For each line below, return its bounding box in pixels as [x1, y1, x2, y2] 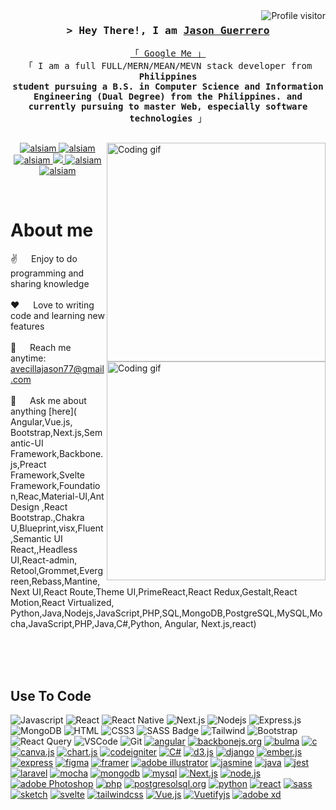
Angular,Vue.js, [10, 416, 73, 428]
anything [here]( [10, 405, 77, 418]
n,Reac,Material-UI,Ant [10, 490, 105, 503]
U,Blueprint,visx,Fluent [10, 522, 104, 534]
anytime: [10, 352, 47, 364]
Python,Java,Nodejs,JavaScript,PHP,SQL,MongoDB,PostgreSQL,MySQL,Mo [10, 607, 323, 619]
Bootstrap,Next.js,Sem [10, 427, 103, 439]
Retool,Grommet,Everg [10, 565, 103, 577]
